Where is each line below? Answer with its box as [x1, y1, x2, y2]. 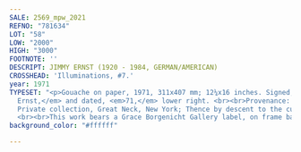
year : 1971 [9, 80, 50, 89]
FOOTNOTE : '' [9, 55, 58, 63]
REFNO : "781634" [9, 21, 70, 30]
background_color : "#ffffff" [9, 122, 118, 131]
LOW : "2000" [9, 38, 54, 47]
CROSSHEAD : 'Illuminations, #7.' [9, 72, 134, 80]
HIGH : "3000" [9, 46, 58, 55]
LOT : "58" [9, 30, 47, 38]
